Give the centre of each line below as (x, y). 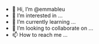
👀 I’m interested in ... (37, 15)
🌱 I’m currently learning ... (44, 22)
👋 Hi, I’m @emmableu (38, 9)
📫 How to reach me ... (40, 35)
